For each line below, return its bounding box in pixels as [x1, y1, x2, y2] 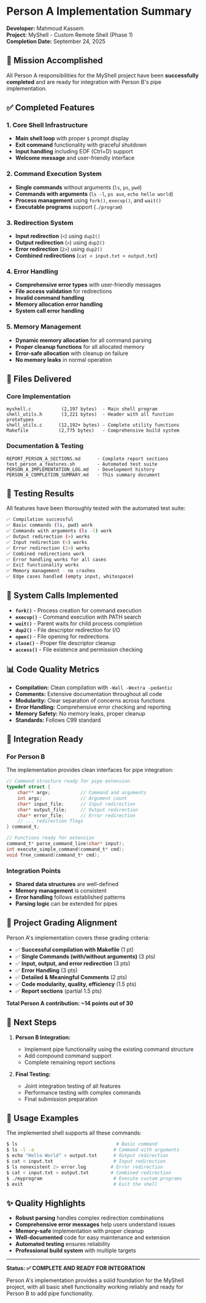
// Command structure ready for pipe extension [6, 778, 131, 784]
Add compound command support [24, 1052, 112, 1059]
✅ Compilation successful [6, 516, 74, 522]
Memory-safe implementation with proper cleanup [15, 1228, 144, 1235]
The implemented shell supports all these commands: [6, 1129, 142, 1137]
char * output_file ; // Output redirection [17, 806, 139, 813]
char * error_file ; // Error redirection [17, 812, 136, 819]
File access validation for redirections [15, 288, 112, 295]
